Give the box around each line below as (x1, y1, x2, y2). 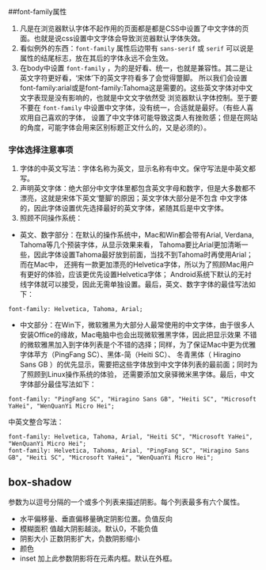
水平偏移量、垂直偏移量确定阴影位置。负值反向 (19, 514, 173, 524)
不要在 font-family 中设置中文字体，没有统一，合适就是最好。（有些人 (19, 103, 247, 112)
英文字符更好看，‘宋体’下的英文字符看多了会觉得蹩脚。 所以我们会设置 (19, 74, 248, 82)
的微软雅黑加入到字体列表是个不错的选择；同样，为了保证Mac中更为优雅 (19, 340, 256, 350)
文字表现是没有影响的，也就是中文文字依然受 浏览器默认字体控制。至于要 (19, 93, 258, 102)
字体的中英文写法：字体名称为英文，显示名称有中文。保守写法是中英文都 (19, 164, 256, 173)
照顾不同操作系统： (19, 213, 83, 223)
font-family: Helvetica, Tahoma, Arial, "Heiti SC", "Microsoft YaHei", (8, 433, 253, 441)
